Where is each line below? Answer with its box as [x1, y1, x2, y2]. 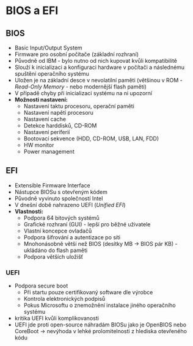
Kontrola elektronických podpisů [23, 295, 106, 303]
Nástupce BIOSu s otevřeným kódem [14, 188, 107, 195]
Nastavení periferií [23, 129, 70, 135]
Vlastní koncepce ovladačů [23, 227, 92, 234]
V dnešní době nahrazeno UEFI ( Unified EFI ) [14, 201, 126, 208]
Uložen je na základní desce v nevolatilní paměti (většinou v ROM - [14, 77, 183, 84]
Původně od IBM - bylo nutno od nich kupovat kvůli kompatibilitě [14, 57, 178, 64]
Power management [23, 148, 75, 155]
